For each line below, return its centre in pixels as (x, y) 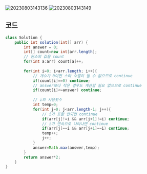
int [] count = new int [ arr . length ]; (60, 52)
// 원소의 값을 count (44, 57)
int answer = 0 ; (41, 47)
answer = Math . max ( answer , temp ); (66, 147)
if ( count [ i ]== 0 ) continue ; (61, 81)
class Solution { (24, 38)
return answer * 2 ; (42, 157)
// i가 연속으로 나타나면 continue (75, 124)
